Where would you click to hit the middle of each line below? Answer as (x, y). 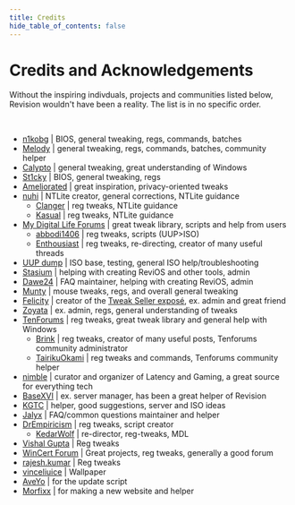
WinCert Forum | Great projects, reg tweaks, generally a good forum (148, 453)
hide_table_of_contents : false (67, 26)
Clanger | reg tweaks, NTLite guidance (107, 206)
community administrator (82, 348)
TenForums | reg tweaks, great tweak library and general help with (145, 320)
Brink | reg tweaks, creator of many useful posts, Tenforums (146, 339)
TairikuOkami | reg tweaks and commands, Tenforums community (157, 358)
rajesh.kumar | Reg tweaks (71, 463)
